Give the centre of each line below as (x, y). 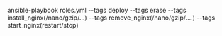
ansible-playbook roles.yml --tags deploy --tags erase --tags (97, 10)
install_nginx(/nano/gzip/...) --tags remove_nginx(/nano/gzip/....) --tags (111, 18)
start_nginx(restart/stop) (43, 25)
